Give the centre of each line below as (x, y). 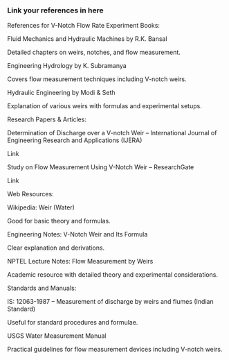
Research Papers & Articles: (47, 119)
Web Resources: (30, 194)
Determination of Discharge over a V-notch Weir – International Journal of (112, 133)
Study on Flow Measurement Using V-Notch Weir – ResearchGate (101, 167)
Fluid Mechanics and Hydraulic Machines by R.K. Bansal (87, 39)
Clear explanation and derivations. (56, 248)
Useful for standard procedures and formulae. (73, 323)
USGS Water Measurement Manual (57, 336)
